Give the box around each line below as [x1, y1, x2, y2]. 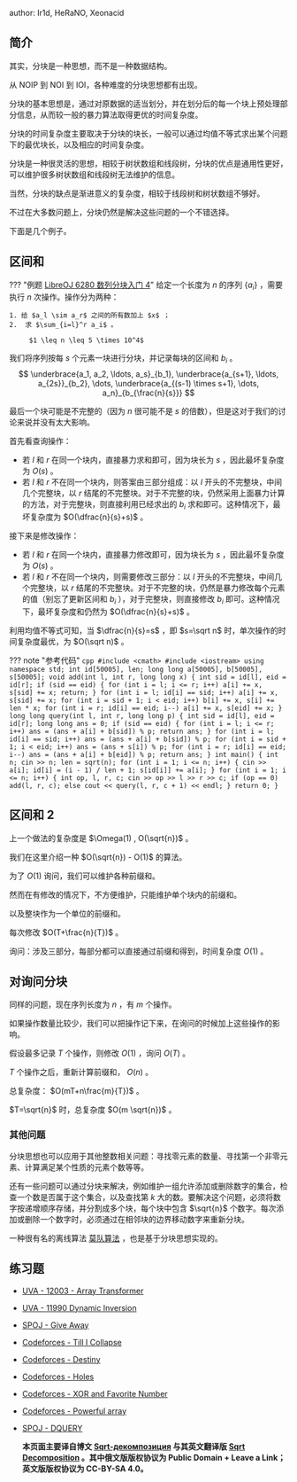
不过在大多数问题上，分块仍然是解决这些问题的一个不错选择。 [9, 207, 234, 217]
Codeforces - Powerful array [21, 1405, 127, 1416]
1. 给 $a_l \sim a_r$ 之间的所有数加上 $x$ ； [9, 311, 171, 320]
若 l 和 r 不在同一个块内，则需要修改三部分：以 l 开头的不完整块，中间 [21, 572, 275, 582]
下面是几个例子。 [9, 225, 72, 236]
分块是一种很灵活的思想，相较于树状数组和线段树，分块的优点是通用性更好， [9, 158, 288, 168]
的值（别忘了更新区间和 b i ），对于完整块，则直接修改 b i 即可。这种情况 [21, 594, 280, 606]
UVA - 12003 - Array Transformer [21, 1285, 144, 1296]
